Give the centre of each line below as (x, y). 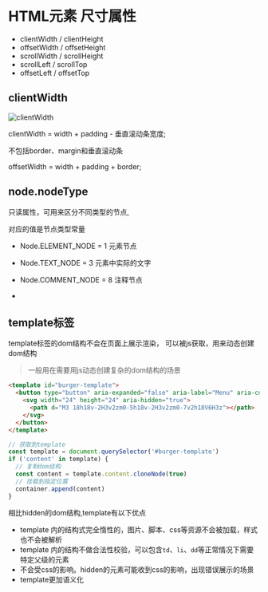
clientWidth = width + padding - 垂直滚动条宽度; (87, 133)
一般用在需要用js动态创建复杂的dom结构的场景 (104, 370)
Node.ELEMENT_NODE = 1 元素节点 (78, 246)
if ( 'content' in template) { (59, 460)
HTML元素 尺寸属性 (73, 16)
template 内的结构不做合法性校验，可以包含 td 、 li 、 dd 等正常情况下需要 (137, 549)
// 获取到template (37, 444)
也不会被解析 (41, 539)
